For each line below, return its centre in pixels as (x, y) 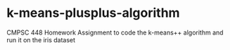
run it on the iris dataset (41, 39)
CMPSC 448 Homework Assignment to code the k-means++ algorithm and (115, 32)
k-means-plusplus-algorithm (93, 13)
